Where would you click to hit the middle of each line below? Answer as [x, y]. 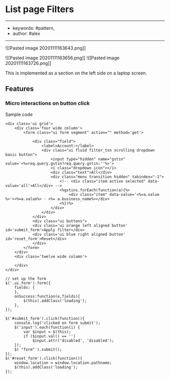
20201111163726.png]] [28, 63]
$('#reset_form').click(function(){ [44, 358]
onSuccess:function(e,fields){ [47, 296]
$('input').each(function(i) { [47, 327]
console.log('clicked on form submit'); [57, 323]
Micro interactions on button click [48, 103]
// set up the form [26, 279]
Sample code [19, 114]
